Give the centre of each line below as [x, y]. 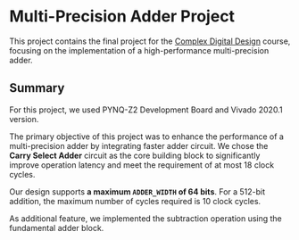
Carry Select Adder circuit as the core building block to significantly [135, 155]
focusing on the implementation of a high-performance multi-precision [139, 50]
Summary [37, 88]
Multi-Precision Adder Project [122, 17]
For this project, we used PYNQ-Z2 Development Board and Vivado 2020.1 [146, 110]
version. [24, 119]
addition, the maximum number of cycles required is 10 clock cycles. [135, 201]
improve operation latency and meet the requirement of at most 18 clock [142, 165]
